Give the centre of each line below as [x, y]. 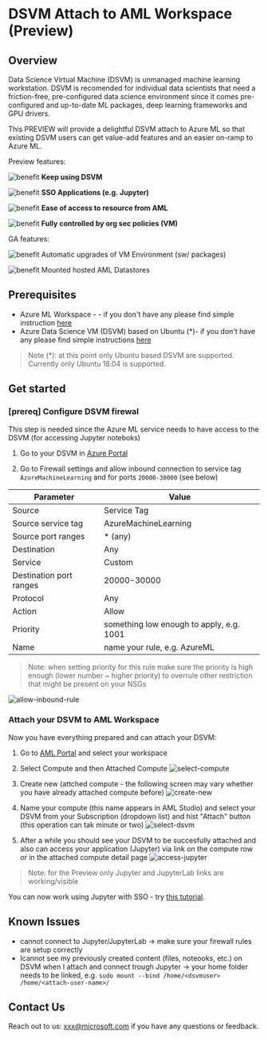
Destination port [43, 575]
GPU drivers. [29, 113]
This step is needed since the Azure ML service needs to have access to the [134, 429]
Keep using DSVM [72, 177]
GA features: [29, 239]
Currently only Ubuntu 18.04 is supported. [97, 364]
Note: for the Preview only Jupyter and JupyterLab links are [126, 873]
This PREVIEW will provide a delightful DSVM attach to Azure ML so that [126, 129]
